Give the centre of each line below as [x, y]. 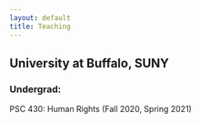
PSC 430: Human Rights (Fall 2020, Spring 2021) [101, 109]
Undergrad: [35, 89]
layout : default [40, 18]
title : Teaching [40, 26]
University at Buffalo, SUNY [90, 63]
